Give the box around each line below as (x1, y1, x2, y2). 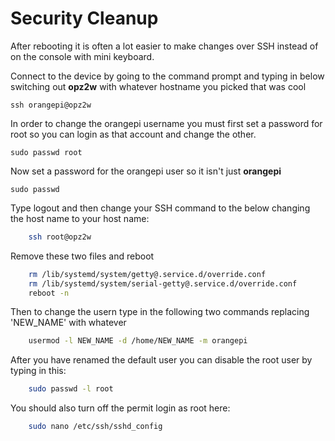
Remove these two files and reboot (10, 250, 155, 262)
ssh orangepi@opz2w (10, 100, 92, 110)
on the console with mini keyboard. (10, 50, 155, 62)
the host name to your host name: (10, 212, 150, 224)
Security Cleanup (10, 7, 159, 30)
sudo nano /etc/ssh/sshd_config (28, 422, 163, 432)
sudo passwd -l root (28, 384, 114, 394)
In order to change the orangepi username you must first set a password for (10, 117, 323, 129)
